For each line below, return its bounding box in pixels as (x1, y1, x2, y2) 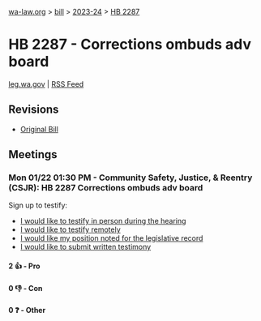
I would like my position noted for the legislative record (19, 233, 203, 243)
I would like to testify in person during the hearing (19, 216, 186, 226)
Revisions (8, 103, 59, 117)
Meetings (8, 148, 58, 161)
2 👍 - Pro (8, 261, 41, 271)
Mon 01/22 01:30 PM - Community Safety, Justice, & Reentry (8, 172, 253, 183)
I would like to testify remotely (19, 225, 122, 234)
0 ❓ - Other (8, 306, 46, 315)
